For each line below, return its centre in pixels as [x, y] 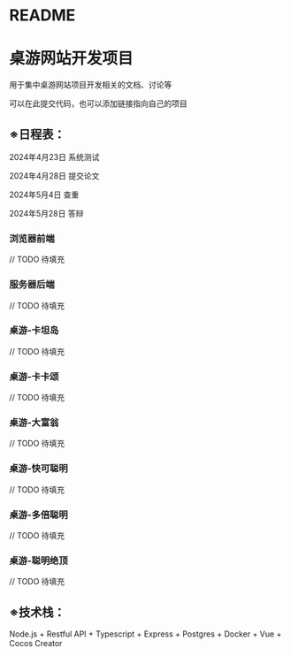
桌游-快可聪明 [38, 469]
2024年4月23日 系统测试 [54, 156]
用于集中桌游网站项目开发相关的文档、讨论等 [91, 85]
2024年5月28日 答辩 [46, 213]
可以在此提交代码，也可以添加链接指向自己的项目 [98, 103]
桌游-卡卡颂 [34, 377]
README [42, 15]
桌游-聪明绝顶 [38, 561]
